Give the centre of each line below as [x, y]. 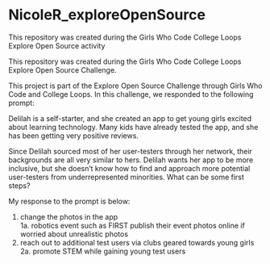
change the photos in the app [69, 216]
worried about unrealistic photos [74, 234]
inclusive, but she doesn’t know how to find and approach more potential [129, 168]
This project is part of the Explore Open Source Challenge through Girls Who [136, 86]
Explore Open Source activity [57, 45]
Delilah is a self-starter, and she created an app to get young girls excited [130, 118]
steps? [19, 185]
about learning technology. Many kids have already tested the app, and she [133, 127]
